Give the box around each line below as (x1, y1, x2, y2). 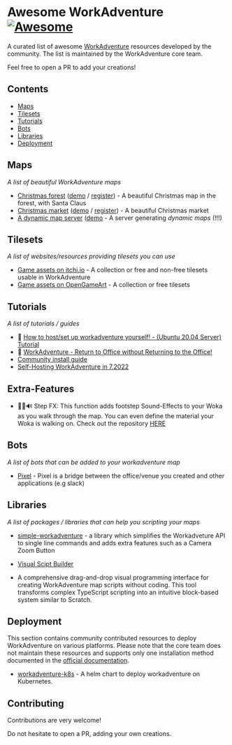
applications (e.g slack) (17, 479, 85, 487)
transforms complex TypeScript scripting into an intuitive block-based (17, 588, 219, 596)
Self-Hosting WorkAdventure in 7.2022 (17, 362, 129, 371)
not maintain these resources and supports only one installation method (7, 649, 215, 657)
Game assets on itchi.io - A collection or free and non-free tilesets (17, 266, 208, 274)
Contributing (7, 698, 64, 709)
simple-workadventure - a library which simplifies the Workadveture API (17, 531, 226, 540)
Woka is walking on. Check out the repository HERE (17, 420, 166, 427)
